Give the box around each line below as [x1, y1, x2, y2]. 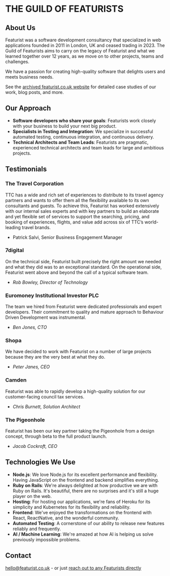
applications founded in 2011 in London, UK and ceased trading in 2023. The [5, 42, 165, 48]
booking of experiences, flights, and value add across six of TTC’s [5, 219, 144, 225]
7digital [5, 247, 24, 254]
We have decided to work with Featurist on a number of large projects [5, 348, 151, 355]
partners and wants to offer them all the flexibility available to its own [5, 197, 150, 203]
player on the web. [12, 493, 52, 499]
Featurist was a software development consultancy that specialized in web [5, 37, 161, 43]
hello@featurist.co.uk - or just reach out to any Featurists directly [5, 565, 142, 571]
